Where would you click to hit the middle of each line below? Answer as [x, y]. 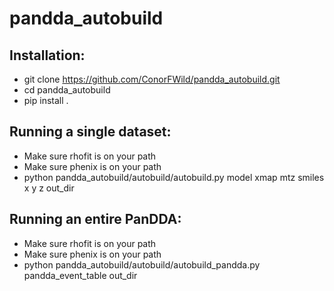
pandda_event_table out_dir [80, 275]
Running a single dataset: [90, 132]
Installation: [47, 55]
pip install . [46, 100]
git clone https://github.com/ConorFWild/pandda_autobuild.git [152, 79]
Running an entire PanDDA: [95, 219]
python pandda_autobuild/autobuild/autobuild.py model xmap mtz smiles [174, 177]
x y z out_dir [49, 188]
